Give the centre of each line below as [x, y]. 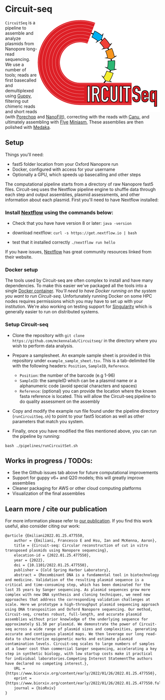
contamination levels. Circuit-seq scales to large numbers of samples [80, 644]
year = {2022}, [29, 560]
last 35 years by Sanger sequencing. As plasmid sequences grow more [78, 590]
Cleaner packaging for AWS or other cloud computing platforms [77, 488]
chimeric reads [20, 106]
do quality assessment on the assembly [59, 401]
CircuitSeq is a [20, 23]
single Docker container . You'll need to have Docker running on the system [81, 291]
